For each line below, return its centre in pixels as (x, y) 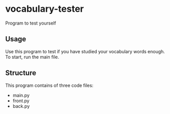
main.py (21, 95)
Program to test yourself (31, 23)
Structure (21, 73)
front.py (21, 101)
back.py (21, 106)
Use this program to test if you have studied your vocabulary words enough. (85, 51)
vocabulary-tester (45, 9)
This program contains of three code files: (49, 85)
